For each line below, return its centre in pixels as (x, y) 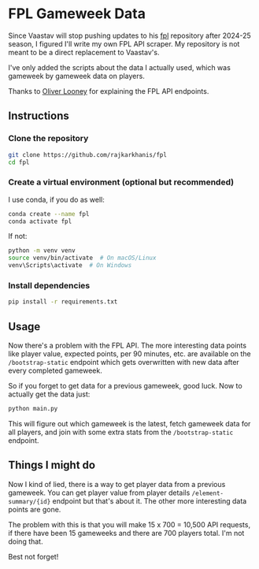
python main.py (33, 409)
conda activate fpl (40, 221)
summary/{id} (30, 501)
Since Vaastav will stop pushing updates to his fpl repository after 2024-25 (130, 35)
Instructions (39, 116)
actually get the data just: (49, 394)
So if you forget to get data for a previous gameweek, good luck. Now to (125, 386)
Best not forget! (33, 556)
